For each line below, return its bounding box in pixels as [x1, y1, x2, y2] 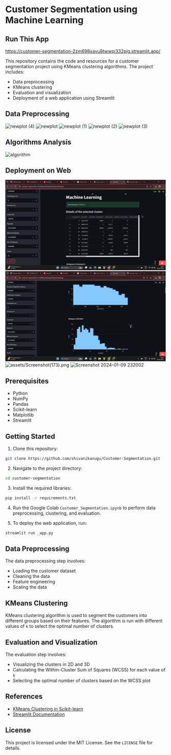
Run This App [5, 35, 49, 43]
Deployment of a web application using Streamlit [12, 95, 115, 101]
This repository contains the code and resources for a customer [5, 58, 139, 64]
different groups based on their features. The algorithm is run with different [5, 618, 163, 624]
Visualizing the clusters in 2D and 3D [12, 661, 90, 667]
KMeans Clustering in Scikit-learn [12, 706, 83, 712]
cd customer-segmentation [5, 476, 60, 481]
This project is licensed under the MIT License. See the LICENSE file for [5, 739, 153, 745]
